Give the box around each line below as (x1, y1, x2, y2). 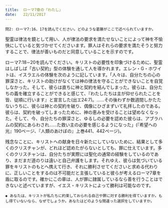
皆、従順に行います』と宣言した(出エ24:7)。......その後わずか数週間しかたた (5, 96, 161, 102)
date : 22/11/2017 (5, 12, 46, 17)
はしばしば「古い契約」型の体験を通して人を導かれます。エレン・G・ (5, 65, 149, 71)
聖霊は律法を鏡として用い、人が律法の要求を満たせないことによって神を (5, 36, 154, 42)
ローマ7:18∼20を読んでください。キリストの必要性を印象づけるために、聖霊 (5, 59, 163, 65)
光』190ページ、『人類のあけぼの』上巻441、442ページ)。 (5, 128, 124, 134)
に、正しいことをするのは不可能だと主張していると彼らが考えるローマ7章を (5, 169, 161, 175)
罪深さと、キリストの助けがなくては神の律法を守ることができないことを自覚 (5, 78, 163, 84)
